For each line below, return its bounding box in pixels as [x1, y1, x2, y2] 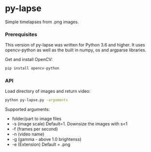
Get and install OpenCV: [5, 57, 53, 62]
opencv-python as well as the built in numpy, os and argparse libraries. [5, 47, 147, 53]
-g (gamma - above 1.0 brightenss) [12, 137, 82, 142]
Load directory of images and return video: [5, 88, 91, 94]
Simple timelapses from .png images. [5, 19, 79, 25]
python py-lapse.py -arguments [5, 98, 68, 103]
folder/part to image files [12, 116, 61, 122]
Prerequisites [5, 31, 37, 38]
